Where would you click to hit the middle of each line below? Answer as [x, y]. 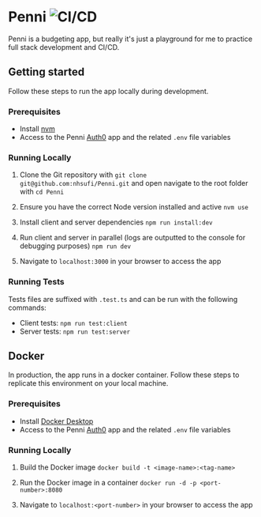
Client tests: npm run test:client [73, 323]
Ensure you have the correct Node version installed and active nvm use [134, 207]
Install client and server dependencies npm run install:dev [116, 222]
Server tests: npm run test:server [75, 331]
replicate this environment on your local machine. [88, 383]
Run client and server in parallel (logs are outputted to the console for [132, 238]
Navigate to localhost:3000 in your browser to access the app [120, 262]
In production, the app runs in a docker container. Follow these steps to [124, 375]
